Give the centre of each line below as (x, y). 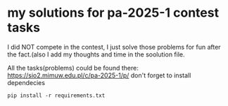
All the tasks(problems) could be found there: (73, 68)
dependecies (26, 82)
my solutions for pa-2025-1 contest (113, 13)
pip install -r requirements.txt (56, 96)
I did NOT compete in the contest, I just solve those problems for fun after (114, 47)
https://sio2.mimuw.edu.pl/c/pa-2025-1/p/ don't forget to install (99, 75)
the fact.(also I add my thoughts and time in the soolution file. (96, 54)
